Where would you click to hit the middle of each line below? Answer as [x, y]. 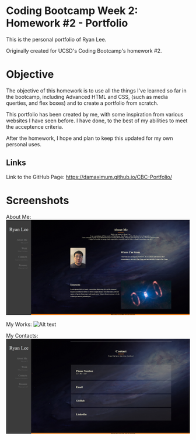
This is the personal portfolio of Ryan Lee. [56, 39]
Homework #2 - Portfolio [67, 23]
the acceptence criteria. [35, 126]
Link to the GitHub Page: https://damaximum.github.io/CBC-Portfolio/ [89, 177]
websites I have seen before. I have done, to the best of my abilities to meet [97, 121]
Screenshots [38, 200]
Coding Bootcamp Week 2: [72, 11]
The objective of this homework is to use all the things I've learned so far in [96, 90]
